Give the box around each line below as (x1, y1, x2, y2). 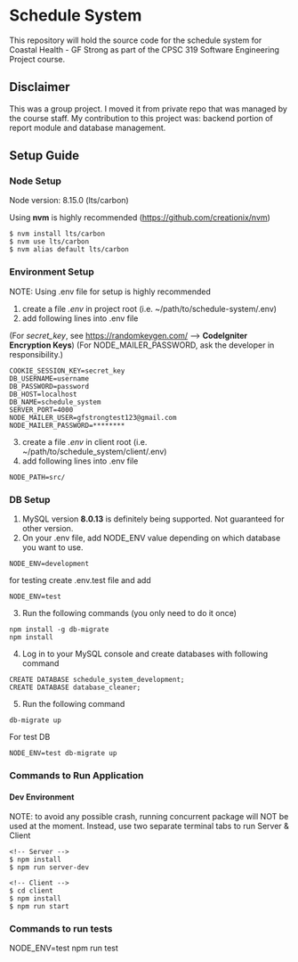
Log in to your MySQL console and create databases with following (21, 648, 269, 660)
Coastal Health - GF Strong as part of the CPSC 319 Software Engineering (9, 44, 280, 54)
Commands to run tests (9, 923, 113, 935)
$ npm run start (9, 902, 69, 911)
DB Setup (9, 493, 51, 506)
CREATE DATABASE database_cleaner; (9, 683, 141, 692)
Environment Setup (9, 266, 95, 278)
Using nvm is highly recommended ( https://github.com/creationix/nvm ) (9, 212, 271, 223)
